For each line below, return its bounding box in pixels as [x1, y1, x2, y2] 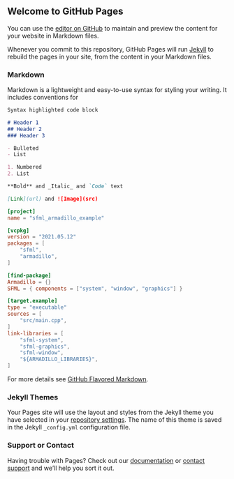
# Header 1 [7, 119, 39, 126]
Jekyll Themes [7, 393, 59, 402]
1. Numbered [7, 164, 42, 171]
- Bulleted [7, 144, 39, 152]
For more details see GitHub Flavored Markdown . [7, 375, 149, 383]
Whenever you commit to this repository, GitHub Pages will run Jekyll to [7, 45, 214, 53]
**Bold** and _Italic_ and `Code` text [7, 183, 124, 190]
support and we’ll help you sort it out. [7, 464, 115, 472]
